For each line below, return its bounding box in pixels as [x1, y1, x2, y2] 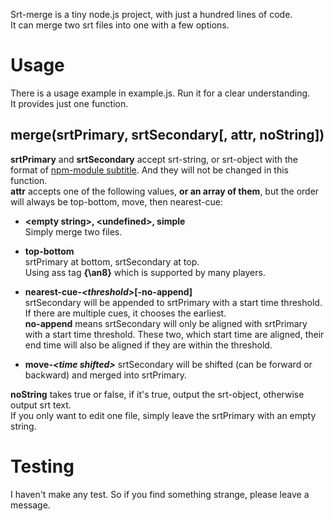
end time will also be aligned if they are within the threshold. [24, 339, 273, 351]
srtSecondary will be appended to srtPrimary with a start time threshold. [24, 296, 323, 308]
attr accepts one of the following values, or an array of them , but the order [10, 185, 320, 197]
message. [10, 499, 51, 511]
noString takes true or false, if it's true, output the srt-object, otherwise [10, 388, 305, 400]
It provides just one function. [10, 97, 129, 109]
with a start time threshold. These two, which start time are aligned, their [24, 328, 325, 340]
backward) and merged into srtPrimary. [24, 369, 187, 381]
